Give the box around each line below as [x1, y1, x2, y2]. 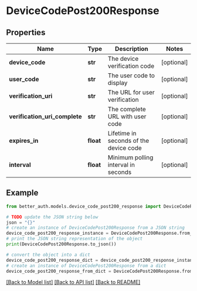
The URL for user [107, 88, 155, 96]
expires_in [9, 136, 39, 145]
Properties [6, 28, 46, 37]
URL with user [107, 112, 147, 121]
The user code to [107, 71, 155, 80]
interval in [107, 161, 135, 169]
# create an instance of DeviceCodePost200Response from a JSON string [6, 225, 185, 231]
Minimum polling [107, 153, 154, 162]
